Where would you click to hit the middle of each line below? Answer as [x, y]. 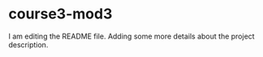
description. [28, 44]
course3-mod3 [60, 14]
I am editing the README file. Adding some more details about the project [131, 36]
